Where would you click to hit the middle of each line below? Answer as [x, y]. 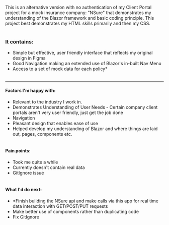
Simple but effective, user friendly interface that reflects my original [82, 53]
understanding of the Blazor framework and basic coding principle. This [80, 18]
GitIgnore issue [28, 173]
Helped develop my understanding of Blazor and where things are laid [85, 129]
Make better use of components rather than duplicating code [76, 211]
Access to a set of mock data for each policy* [60, 69]
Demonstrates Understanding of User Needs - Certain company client [85, 107]
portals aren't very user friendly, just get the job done [68, 112]
